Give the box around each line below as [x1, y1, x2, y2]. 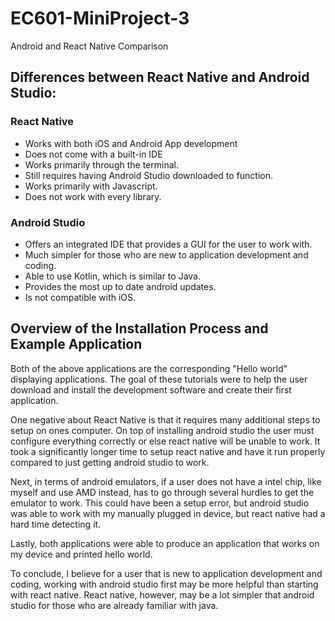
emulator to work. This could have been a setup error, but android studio [10, 497, 310, 509]
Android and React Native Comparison [10, 40, 169, 52]
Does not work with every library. [24, 190, 162, 202]
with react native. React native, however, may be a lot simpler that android [10, 588, 315, 601]
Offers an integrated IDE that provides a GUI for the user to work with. [24, 238, 313, 250]
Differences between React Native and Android [10, 69, 310, 86]
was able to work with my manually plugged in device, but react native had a [10, 507, 326, 519]
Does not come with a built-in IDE [24, 148, 163, 160]
